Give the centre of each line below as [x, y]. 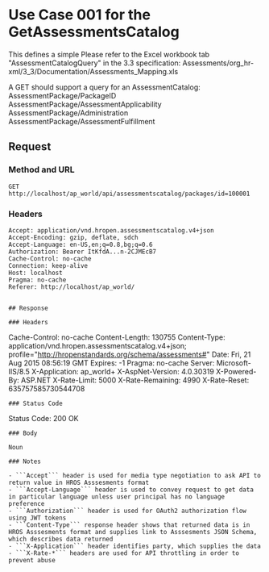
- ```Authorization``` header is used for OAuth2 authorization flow [128, 511]
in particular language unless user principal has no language [117, 497]
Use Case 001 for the [80, 15]
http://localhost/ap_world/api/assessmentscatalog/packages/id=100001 [129, 194]
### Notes [25, 461]
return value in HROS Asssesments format [79, 482]
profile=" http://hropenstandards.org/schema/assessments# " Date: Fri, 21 [130, 354]
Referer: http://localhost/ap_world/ [72, 287]
